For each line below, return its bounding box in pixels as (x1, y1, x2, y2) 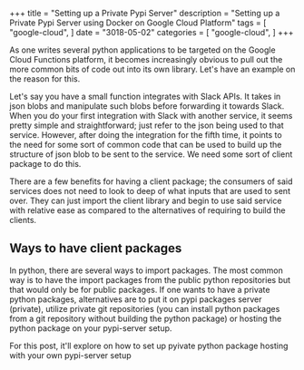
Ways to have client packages (9, 240, 182, 257)
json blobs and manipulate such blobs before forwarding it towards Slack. (9, 101, 285, 112)
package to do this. (9, 159, 82, 169)
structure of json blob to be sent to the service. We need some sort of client (9, 149, 293, 160)
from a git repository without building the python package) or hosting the (9, 313, 282, 324)
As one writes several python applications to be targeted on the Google (9, 44, 276, 55)
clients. (9, 215, 37, 225)
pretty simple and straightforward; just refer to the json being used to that (9, 120, 284, 131)
